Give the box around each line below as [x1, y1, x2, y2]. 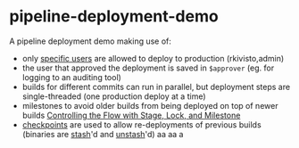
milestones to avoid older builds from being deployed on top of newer [21, 100, 278, 111]
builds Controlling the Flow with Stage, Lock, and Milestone [21, 110, 241, 120]
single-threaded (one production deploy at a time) [21, 91, 207, 102]
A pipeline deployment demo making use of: [9, 36, 172, 46]
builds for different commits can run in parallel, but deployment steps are [21, 81, 291, 92]
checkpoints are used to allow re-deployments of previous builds [21, 119, 262, 130]
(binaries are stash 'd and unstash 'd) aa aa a [21, 128, 184, 139]
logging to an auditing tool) [21, 71, 122, 82]
